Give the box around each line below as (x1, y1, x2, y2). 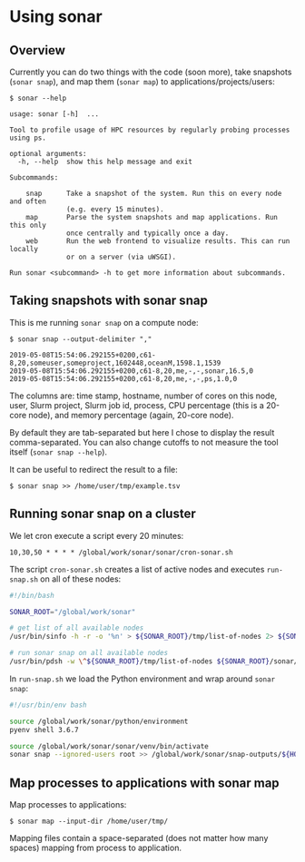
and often (9, 197, 47, 206)
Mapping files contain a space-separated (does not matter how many (9, 833, 269, 844)
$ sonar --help (9, 93, 67, 103)
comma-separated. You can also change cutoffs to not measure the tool (9, 436, 279, 447)
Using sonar (9, 6, 103, 27)
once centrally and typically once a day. (66, 229, 230, 238)
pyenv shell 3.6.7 (9, 725, 79, 734)
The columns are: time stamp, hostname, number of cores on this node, (9, 390, 278, 401)
